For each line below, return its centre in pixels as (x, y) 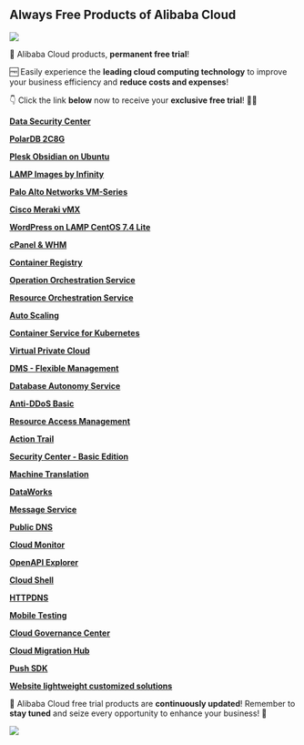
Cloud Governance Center (60, 633)
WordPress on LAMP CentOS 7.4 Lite (80, 227)
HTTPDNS (29, 597)
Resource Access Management (70, 421)
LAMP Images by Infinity (57, 174)
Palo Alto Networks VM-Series (69, 191)
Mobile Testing (38, 615)
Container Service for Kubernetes (75, 332)
